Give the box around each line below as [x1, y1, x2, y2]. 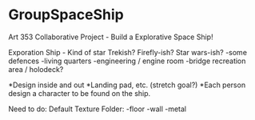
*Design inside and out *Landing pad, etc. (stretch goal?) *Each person [8, 80, 246, 90]
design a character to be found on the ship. [8, 88, 151, 98]
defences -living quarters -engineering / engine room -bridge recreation [8, 56, 246, 66]
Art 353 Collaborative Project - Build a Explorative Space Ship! [8, 32, 213, 42]
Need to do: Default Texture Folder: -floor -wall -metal [8, 104, 187, 114]
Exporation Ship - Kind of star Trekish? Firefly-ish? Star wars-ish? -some [8, 47, 248, 57]
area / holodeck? [8, 64, 64, 74]
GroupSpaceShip [8, 6, 124, 24]
